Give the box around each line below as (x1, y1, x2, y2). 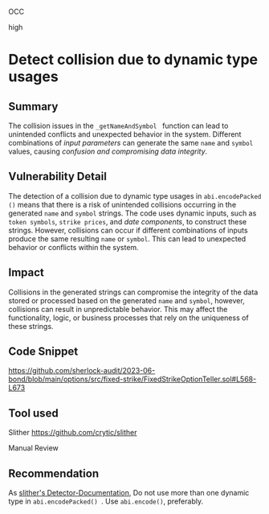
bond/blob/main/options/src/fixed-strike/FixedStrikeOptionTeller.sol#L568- (8, 374, 257, 384)
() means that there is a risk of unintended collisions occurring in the (8, 199, 237, 209)
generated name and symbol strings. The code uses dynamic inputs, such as (8, 208, 257, 218)
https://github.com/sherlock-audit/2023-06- (8, 366, 156, 376)
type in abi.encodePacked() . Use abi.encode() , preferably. (8, 496, 203, 506)
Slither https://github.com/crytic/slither (8, 428, 137, 438)
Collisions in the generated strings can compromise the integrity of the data (8, 287, 259, 297)
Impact (8, 265, 44, 280)
